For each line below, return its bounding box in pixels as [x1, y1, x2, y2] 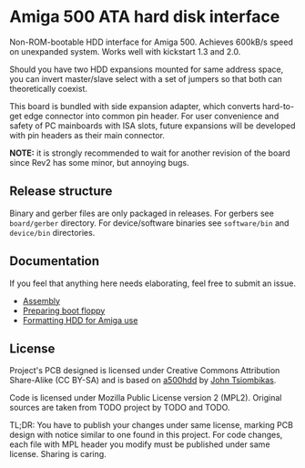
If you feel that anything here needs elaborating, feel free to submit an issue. [9, 278, 296, 289]
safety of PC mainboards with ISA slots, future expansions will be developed [9, 120, 296, 131]
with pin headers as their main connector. [9, 129, 166, 140]
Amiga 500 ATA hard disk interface [9, 6, 280, 27]
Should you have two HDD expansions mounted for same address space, [9, 64, 284, 75]
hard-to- [262, 100, 294, 111]
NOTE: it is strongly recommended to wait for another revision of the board [9, 148, 291, 158]
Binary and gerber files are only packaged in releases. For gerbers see [9, 208, 275, 219]
